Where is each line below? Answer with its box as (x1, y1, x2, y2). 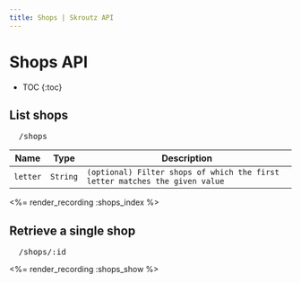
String (50, 172, 79, 182)
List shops (9, 107, 69, 122)
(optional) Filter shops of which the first (86, 167, 279, 178)
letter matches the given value (86, 176, 225, 187)
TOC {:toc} (21, 82, 63, 93)
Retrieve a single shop (9, 223, 136, 238)
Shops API (9, 51, 88, 72)
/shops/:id (18, 247, 67, 257)
